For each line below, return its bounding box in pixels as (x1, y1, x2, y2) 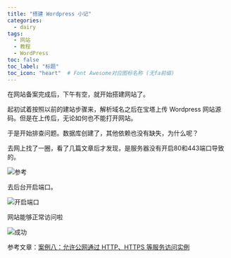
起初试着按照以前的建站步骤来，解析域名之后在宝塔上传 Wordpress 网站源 (7, 105, 222, 113)
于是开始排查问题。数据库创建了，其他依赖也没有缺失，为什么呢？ (7, 129, 199, 137)
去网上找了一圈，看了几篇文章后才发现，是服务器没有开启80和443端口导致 (7, 143, 225, 152)
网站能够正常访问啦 (7, 213, 63, 221)
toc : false (7, 57, 39, 64)
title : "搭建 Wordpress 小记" (7, 10, 92, 18)
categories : (7, 17, 42, 24)
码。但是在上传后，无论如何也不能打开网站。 (7, 114, 137, 122)
